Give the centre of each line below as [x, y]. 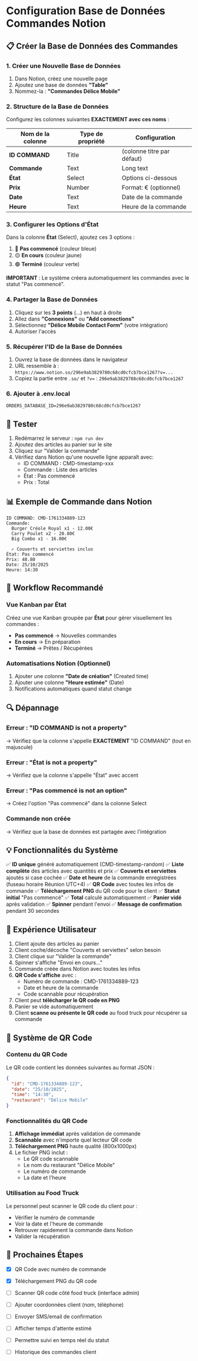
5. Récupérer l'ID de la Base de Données [64, 346]
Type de [91, 134]
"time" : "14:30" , [33, 1095]
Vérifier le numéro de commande [55, 1217]
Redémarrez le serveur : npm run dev [59, 438]
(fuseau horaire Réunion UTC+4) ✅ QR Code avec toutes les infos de [90, 884]
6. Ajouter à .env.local [38, 393]
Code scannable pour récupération [66, 994]
